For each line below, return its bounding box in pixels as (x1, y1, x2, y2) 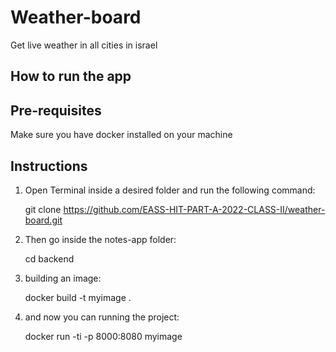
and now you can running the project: (24, 311, 180, 323)
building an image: (24, 272, 102, 284)
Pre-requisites (10, 102, 102, 119)
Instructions (10, 157, 88, 175)
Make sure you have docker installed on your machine (10, 129, 233, 141)
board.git (24, 214, 63, 226)
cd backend (24, 252, 75, 265)
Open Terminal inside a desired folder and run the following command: (24, 184, 316, 196)
